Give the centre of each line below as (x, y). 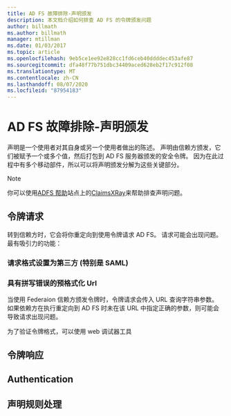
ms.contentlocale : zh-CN (43, 78)
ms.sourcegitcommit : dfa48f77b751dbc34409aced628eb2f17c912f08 (100, 65)
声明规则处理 (35, 405)
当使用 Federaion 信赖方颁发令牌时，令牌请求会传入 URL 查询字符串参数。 (112, 300)
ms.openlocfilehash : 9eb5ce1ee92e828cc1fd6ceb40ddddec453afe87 (100, 59)
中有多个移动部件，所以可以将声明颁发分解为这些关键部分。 (98, 165)
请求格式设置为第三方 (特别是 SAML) (68, 263)
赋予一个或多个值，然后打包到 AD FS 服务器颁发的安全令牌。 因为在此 (118, 156)
